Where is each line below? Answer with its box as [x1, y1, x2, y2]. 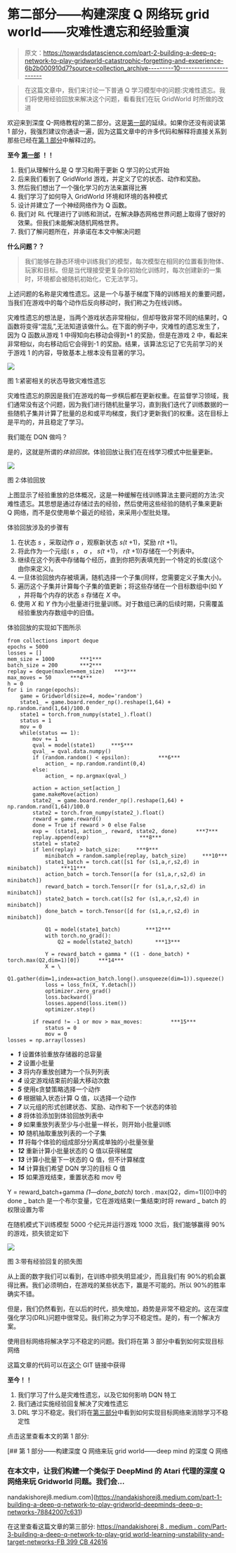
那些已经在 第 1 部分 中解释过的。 [7, 136, 100, 144]
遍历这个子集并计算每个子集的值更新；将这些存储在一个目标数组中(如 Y [17, 582, 223, 590]
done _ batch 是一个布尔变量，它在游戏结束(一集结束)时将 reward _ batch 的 [7, 1196, 227, 1205]
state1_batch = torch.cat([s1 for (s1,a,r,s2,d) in [44, 858, 199, 865]
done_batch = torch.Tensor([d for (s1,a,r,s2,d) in [44, 907, 199, 915]
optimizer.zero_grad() [44, 988, 112, 995]
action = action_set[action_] [32, 785, 121, 792]
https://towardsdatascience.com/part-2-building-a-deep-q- [43, 48, 216, 57]
